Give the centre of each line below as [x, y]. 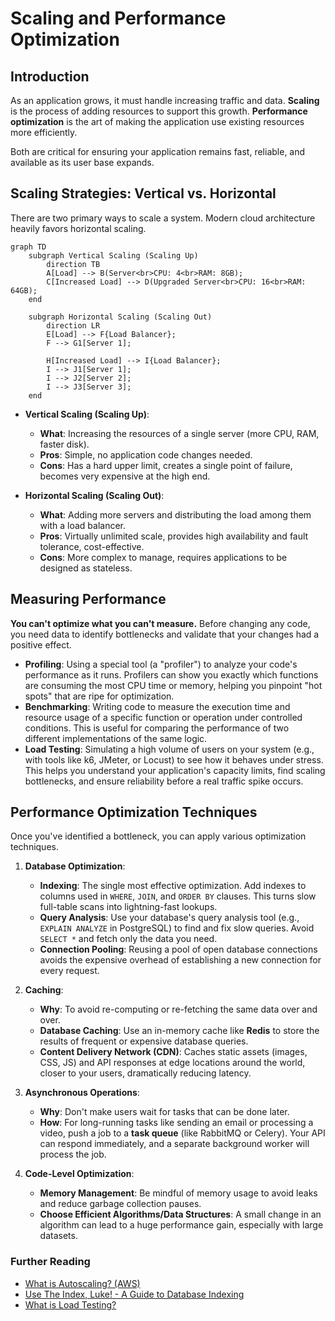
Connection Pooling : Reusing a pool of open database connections [178, 949]
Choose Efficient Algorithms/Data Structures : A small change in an [180, 1214]
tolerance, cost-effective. [92, 546]
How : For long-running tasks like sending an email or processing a [176, 1123]
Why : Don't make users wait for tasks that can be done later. [164, 1112]
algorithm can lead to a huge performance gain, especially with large [181, 1225]
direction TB [73, 264]
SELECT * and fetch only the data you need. [128, 939]
